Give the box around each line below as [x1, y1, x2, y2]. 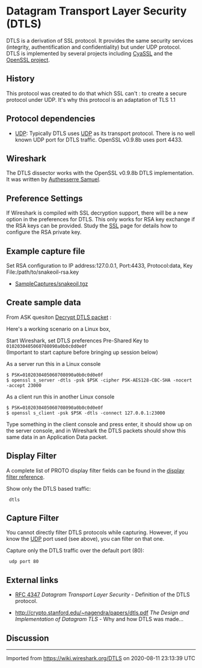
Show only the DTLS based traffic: [6, 485, 91, 492]
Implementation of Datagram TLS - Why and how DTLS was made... [14, 616, 184, 623]
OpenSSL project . [6, 56, 50, 63]
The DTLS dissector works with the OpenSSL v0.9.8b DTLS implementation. [6, 169, 194, 177]
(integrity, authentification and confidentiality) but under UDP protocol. [6, 43, 182, 51]
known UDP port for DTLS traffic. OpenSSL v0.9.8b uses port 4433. [14, 136, 183, 143]
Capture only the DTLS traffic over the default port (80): [6, 547, 144, 554]
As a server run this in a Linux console [6, 360, 101, 367]
